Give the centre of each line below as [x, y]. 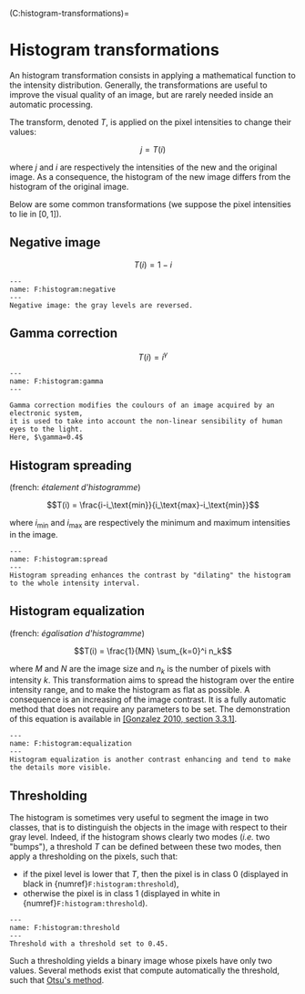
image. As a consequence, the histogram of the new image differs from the [150, 176]
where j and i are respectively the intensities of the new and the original [143, 167]
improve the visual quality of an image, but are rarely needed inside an [142, 94]
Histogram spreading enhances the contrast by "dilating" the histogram [150, 575]
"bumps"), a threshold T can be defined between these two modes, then [146, 847]
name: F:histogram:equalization [71, 744]
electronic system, [46, 413]
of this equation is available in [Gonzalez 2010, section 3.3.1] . [123, 719]
